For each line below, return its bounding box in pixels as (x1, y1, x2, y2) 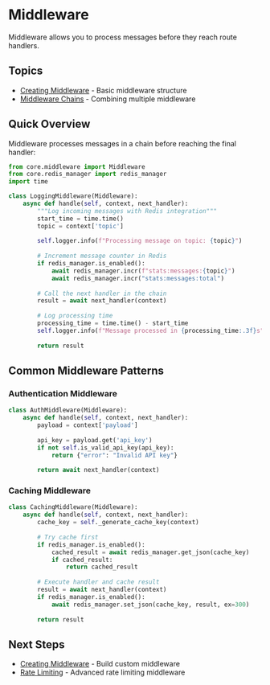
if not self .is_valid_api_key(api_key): (37, 444, 174, 452)
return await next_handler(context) (37, 466, 160, 474)
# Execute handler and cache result (37, 578, 160, 586)
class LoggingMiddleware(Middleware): (8, 192, 138, 200)
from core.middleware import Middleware (8, 162, 146, 170)
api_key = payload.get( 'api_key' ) (37, 436, 153, 444)
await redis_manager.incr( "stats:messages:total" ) (51, 274, 225, 282)
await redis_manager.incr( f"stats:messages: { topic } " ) (51, 267, 235, 275)
